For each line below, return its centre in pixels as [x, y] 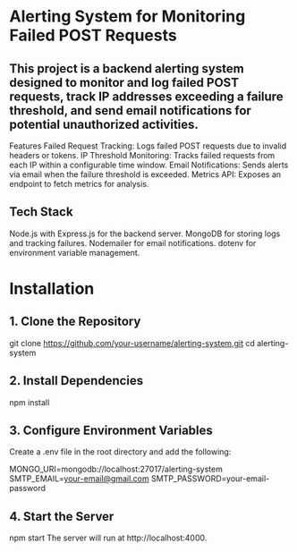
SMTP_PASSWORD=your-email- [210, 479]
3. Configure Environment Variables [111, 431]
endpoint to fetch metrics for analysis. [79, 184]
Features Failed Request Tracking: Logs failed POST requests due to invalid [148, 146]
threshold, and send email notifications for [131, 110]
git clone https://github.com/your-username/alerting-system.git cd [132, 343]
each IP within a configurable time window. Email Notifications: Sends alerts [149, 165]
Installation [52, 289]
